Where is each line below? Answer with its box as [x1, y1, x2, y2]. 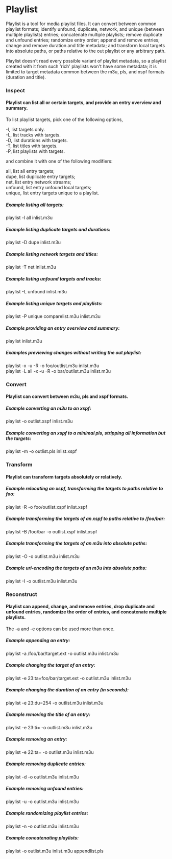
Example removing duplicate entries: [6, 761, 86, 767]
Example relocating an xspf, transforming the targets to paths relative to [6, 486, 163, 492]
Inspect [6, 87, 25, 94]
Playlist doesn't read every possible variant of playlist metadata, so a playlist [6, 57, 166, 64]
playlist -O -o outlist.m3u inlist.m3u [6, 553, 80, 560]
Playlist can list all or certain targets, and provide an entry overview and [6, 99, 161, 106]
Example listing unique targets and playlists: [6, 300, 103, 306]
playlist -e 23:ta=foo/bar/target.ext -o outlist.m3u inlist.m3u [6, 675, 131, 681]
